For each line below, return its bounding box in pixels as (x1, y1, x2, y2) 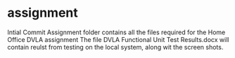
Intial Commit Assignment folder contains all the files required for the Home (7, 28, 226, 36)
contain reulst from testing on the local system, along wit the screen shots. (7, 43, 224, 51)
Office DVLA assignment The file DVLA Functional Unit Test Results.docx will (7, 35, 229, 43)
